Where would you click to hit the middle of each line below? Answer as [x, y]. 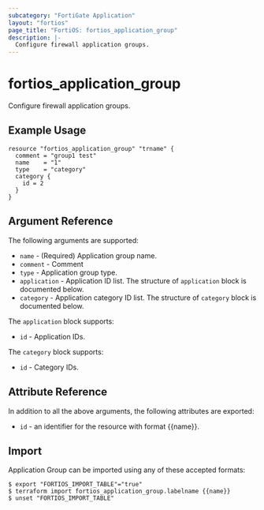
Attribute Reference [58, 392]
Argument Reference [61, 221]
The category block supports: [56, 351]
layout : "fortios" [38, 23]
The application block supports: [61, 321]
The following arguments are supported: [74, 240]
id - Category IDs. [49, 367]
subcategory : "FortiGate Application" [72, 15]
